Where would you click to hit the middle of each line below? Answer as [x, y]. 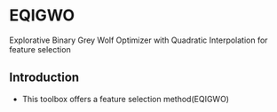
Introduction [44, 78]
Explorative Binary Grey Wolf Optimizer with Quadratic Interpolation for [138, 40]
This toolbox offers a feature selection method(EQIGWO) [125, 99]
